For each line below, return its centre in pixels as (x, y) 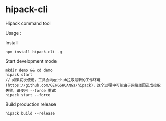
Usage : (13, 33)
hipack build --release (30, 113)
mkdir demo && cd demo (29, 70)
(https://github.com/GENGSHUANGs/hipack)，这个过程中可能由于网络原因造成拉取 (83, 85)
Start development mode (31, 61)
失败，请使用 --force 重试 (31, 91)
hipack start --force (28, 95)
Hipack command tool (28, 23)
